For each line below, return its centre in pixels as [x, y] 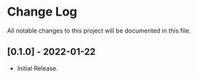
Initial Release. [37, 68]
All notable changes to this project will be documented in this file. [99, 31]
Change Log [42, 12]
